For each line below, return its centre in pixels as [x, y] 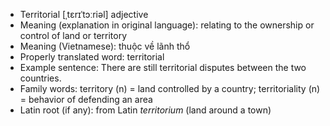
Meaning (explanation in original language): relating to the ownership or [167, 25]
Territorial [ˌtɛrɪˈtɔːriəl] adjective [84, 14]
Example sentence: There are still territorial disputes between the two [163, 67]
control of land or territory [73, 35]
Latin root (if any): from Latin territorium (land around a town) [145, 110]
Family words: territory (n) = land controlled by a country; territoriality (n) [170, 88]
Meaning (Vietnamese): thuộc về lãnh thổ [105, 46]
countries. [40, 78]
